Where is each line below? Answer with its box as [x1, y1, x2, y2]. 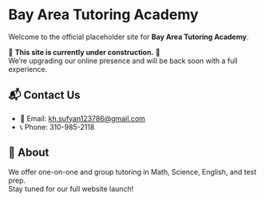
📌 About [8, 146, 49, 160]
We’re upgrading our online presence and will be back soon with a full [8, 56, 238, 65]
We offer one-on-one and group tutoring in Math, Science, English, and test [8, 167, 257, 176]
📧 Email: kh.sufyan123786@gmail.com [19, 113, 146, 123]
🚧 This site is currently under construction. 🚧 [8, 47, 161, 57]
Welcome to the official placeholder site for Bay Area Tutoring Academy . [8, 32, 249, 41]
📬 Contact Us [8, 89, 81, 102]
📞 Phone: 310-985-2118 [19, 122, 95, 132]
